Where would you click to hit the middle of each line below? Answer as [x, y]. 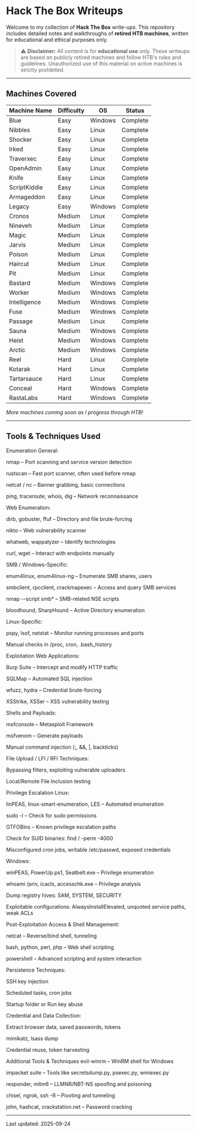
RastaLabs [23, 397]
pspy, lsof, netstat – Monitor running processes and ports [75, 633]
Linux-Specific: [24, 622]
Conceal [21, 388]
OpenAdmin [26, 168]
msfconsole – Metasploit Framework [50, 724]
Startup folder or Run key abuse [45, 1004]
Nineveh [21, 225]
